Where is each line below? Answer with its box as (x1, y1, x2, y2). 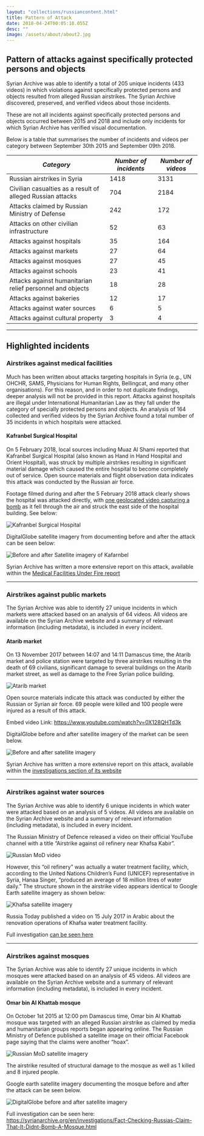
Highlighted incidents (6, 341, 90, 351)
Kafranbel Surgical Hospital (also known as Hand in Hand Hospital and (6, 452, 182, 460)
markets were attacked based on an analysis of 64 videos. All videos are (6, 611, 188, 618)
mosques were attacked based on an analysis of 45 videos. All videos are (6, 972, 191, 979)
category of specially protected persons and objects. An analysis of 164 (6, 405, 186, 413)
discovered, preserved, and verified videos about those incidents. (6, 99, 171, 107)
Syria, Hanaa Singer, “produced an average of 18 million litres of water (6, 876, 182, 883)
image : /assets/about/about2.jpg (6, 32, 91, 38)
